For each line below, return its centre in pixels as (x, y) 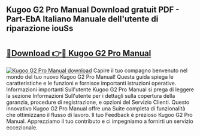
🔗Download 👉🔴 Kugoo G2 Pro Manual (79, 53)
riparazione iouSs (40, 28)
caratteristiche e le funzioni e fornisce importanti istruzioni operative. (91, 83)
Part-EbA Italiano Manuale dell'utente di (82, 19)
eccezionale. (22, 127)
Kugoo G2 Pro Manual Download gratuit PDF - (93, 10)
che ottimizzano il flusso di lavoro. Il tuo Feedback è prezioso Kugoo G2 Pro (99, 115)
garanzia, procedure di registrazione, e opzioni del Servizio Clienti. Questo (98, 102)
